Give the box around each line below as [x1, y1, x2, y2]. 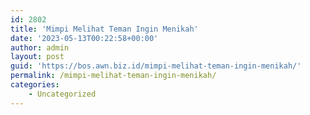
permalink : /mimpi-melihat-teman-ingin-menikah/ [10, 71, 217, 81]
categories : [10, 80, 60, 90]
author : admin [10, 42, 70, 53]
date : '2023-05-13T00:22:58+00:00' [10, 33, 159, 43]
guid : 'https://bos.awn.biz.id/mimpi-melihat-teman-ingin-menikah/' [10, 61, 302, 71]
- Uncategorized [28, 89, 97, 99]
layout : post [10, 52, 65, 62]
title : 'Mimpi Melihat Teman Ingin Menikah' [10, 24, 199, 34]
